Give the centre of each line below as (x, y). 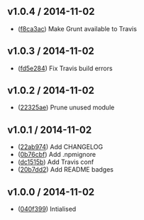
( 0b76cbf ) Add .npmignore (57, 155)
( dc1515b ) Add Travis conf (56, 162)
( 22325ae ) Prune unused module (66, 108)
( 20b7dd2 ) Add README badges (66, 170)
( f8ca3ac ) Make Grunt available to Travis (77, 28)
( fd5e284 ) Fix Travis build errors (65, 68)
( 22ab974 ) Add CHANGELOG (60, 147)
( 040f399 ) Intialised (47, 209)
